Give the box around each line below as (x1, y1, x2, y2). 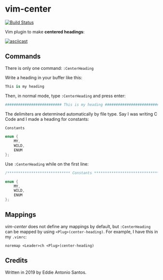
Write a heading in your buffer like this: (5, 74, 82, 81)
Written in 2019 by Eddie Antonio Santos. (5, 269, 87, 275)
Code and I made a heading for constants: (5, 116, 89, 122)
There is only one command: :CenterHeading (5, 65, 94, 71)
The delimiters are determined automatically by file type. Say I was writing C (5, 111, 158, 117)
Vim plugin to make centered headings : (5, 29, 85, 34)
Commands (5, 52, 41, 61)
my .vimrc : (5, 234, 27, 240)
